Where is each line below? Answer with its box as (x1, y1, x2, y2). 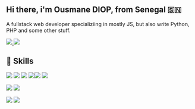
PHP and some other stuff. (6, 27, 71, 34)
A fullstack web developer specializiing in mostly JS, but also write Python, (6, 20, 190, 27)
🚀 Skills (6, 56, 34, 66)
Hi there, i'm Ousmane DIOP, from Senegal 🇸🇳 (6, 5, 182, 15)
